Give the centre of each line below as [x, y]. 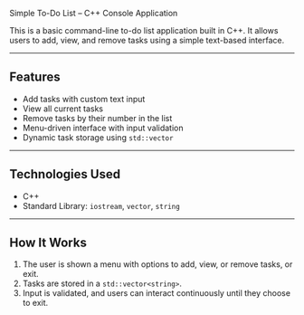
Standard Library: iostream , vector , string [101, 205]
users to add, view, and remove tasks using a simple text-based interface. [147, 40]
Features [35, 77]
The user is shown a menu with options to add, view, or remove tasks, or [157, 264]
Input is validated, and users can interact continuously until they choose [157, 293]
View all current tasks [63, 109]
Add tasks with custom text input [84, 99]
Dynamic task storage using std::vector [98, 137]
